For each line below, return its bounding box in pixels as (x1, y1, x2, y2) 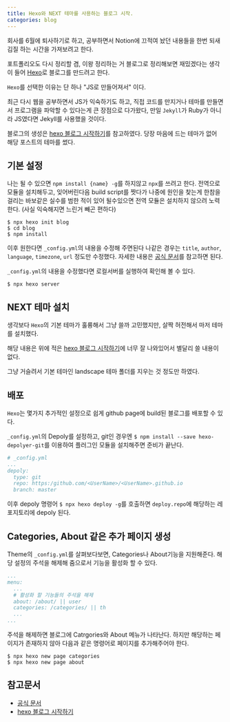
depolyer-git (7, 442, 45, 449)
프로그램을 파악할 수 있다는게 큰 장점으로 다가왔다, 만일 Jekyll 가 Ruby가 (14, 106, 209, 114)
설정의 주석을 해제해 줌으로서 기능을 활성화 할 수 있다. (14, 559, 158, 566)
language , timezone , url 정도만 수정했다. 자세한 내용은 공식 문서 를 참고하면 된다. (7, 253, 223, 261)
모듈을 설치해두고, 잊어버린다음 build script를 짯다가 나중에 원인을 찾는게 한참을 (7, 188, 221, 196)
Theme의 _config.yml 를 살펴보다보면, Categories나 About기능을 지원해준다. (7, 550, 216, 558)
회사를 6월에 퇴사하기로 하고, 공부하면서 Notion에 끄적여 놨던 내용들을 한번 (7, 36, 208, 45)
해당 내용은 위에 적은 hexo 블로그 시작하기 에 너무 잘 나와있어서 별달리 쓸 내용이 (7, 344, 219, 352)
